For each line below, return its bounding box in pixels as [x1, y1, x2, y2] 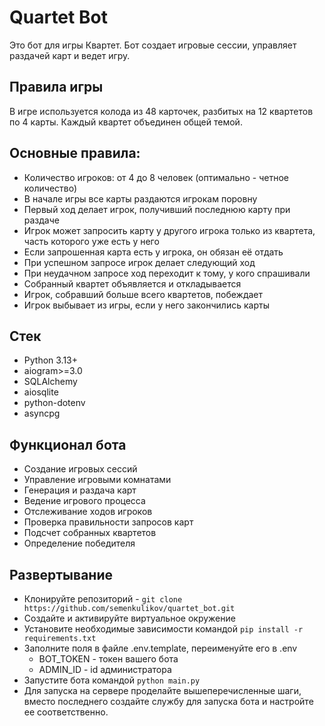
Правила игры [9, 79, 104, 96]
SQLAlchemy [23, 376, 78, 388]
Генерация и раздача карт [23, 484, 137, 496]
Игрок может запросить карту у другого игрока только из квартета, [23, 224, 316, 236]
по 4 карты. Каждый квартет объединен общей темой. [9, 116, 243, 128]
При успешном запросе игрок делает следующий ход [23, 256, 256, 268]
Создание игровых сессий [23, 463, 138, 475]
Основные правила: [9, 145, 141, 162]
